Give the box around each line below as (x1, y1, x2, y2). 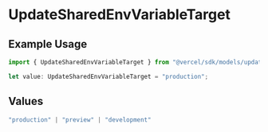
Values (8, 95, 44, 108)
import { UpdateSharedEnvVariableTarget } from (8, 58, 170, 66)
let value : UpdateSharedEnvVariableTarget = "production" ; (8, 72, 209, 80)
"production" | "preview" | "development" (8, 115, 152, 124)
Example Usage (8, 37, 88, 51)
